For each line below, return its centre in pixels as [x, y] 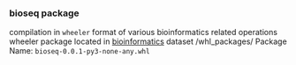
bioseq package [44, 13]
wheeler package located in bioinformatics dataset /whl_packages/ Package [148, 41]
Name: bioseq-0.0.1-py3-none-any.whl [80, 51]
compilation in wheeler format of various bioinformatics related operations [144, 32]
